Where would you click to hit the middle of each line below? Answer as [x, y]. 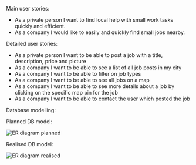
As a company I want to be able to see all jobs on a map [82, 80]
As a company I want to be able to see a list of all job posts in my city [98, 68]
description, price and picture [50, 61]
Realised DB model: [30, 144]
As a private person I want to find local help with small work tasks [94, 20]
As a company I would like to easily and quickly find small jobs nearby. [99, 32]
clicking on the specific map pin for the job [66, 92]
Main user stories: [28, 9]
